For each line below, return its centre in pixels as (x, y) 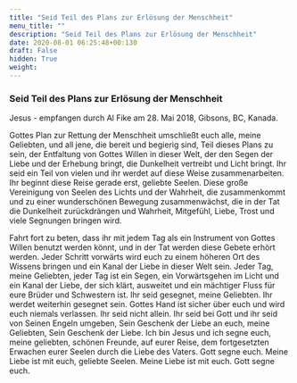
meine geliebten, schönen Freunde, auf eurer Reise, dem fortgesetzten (139, 342)
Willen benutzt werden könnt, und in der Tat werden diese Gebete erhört (142, 247)
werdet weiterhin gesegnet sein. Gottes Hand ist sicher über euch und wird (147, 304)
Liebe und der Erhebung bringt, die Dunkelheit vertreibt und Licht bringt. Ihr (148, 164)
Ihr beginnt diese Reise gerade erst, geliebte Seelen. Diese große (129, 183)
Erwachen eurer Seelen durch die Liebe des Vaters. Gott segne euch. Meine (148, 352)
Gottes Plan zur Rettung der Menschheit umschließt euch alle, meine (135, 136)
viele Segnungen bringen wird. (66, 221)
